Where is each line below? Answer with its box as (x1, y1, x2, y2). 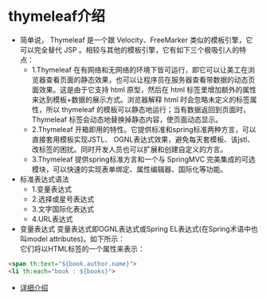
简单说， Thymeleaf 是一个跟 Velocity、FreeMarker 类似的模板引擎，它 (19, 35, 253, 45)
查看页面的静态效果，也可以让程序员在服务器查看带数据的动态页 (45, 75, 256, 84)
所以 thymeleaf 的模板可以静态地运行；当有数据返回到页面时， (45, 104, 251, 114)
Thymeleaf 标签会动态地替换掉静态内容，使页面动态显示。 (31, 115, 223, 124)
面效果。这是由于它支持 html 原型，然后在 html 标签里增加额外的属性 (31, 84, 257, 94)
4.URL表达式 (31, 214, 73, 224)
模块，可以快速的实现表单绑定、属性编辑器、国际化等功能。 (31, 164, 228, 173)
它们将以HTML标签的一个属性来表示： (19, 244, 145, 253)
